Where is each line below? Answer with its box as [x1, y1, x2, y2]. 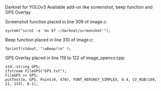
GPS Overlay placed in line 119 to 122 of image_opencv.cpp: [5, 55, 126, 61]
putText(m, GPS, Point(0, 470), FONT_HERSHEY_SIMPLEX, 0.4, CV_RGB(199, [5, 77, 157, 82]
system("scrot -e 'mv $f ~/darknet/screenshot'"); [5, 28, 111, 33]
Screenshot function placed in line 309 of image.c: [5, 19, 107, 24]
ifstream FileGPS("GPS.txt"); [5, 68, 67, 73]
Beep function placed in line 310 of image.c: [5, 37, 94, 43]
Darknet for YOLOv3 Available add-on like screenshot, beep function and [5, 4, 153, 10]
